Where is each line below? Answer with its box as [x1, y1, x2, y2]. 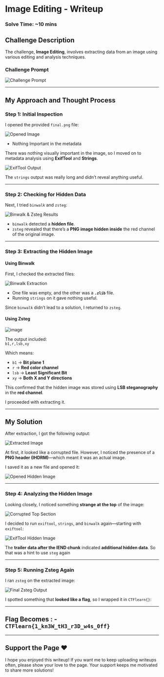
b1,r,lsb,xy [5, 341, 29, 346]
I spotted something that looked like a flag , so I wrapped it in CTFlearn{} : [5, 596, 152, 602]
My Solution [5, 417, 43, 426]
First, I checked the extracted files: [5, 271, 75, 277]
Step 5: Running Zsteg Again [5, 566, 75, 573]
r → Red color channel [12, 365, 59, 370]
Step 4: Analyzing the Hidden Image [5, 491, 93, 497]
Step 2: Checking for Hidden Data [5, 191, 86, 198]
